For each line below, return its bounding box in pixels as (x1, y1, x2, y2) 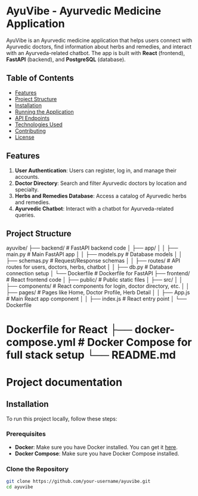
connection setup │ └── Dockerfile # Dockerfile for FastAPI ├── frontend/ (6, 270, 190, 277)
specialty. (14, 185, 39, 193)
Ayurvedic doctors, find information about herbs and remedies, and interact (6, 43, 192, 50)
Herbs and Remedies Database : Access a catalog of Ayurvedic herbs (14, 192, 187, 199)
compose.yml (6, 335, 76, 349)
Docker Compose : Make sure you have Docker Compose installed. (14, 450, 180, 457)
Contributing (14, 127, 46, 134)
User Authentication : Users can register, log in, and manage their (14, 166, 177, 174)
